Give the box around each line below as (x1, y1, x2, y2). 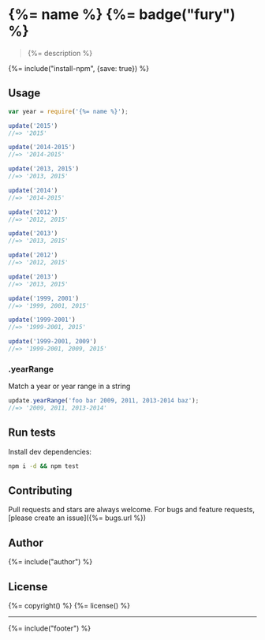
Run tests (8, 426, 56, 440)
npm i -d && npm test (8, 462, 80, 470)
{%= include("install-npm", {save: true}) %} (8, 63, 150, 73)
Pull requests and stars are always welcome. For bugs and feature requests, (8, 505, 255, 515)
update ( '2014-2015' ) (8, 144, 77, 152)
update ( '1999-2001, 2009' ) (8, 338, 97, 346)
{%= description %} (27, 48, 93, 58)
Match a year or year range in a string (8, 381, 131, 391)
